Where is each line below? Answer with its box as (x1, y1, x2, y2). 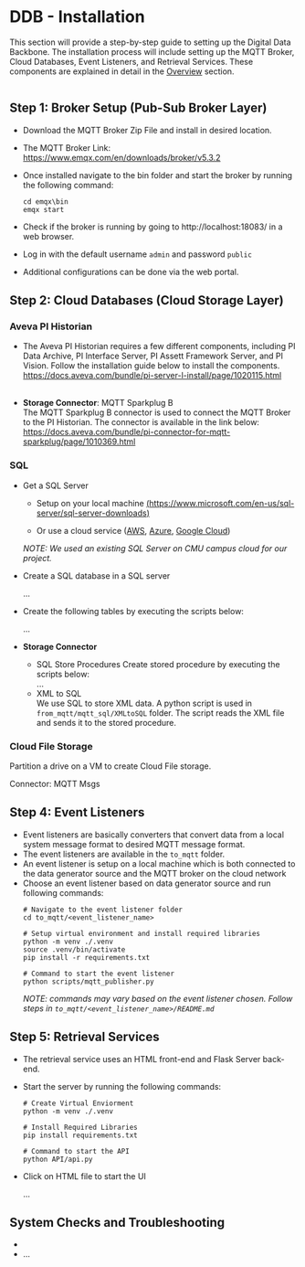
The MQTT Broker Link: (22, 142, 111, 153)
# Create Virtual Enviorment (22, 1099, 134, 1108)
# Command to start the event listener (22, 969, 175, 978)
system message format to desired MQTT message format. (22, 838, 246, 849)
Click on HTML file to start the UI (22, 1170, 146, 1181)
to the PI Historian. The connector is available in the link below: (22, 417, 260, 428)
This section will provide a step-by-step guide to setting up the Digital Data (9, 37, 291, 48)
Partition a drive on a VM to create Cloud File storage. (9, 761, 212, 772)
